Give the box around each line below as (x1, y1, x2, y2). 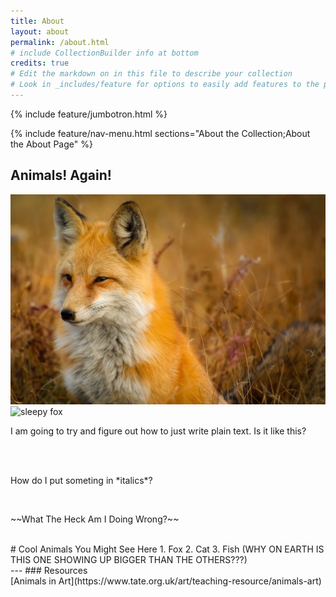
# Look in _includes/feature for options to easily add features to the (10, 80, 320, 90)
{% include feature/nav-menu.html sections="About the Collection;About (10, 127, 311, 139)
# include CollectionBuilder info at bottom (10, 48, 199, 58)
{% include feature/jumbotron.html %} (10, 108, 168, 120)
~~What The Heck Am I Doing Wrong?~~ (10, 513, 180, 525)
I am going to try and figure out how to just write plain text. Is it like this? (10, 425, 307, 437)
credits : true (10, 58, 70, 69)
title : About (10, 16, 65, 26)
